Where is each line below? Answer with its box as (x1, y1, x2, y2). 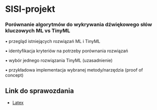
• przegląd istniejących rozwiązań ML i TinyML (5, 38, 100, 44)
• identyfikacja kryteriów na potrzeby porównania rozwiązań (5, 48, 128, 54)
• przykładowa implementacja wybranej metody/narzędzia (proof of (5, 67, 143, 73)
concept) (5, 73, 24, 78)
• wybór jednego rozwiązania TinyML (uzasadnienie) (5, 58, 113, 64)
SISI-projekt (5, 3, 55, 15)
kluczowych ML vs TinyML (5, 27, 71, 34)
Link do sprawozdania (5, 86, 74, 95)
